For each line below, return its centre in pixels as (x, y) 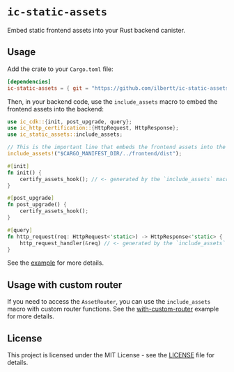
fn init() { (24, 173)
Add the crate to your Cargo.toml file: (60, 69)
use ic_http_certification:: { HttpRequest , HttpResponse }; (93, 128)
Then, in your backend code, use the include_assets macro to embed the (112, 101)
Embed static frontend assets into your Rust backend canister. (96, 30)
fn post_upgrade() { (37, 205)
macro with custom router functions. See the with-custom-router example (113, 309)
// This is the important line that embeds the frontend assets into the (117, 147)
